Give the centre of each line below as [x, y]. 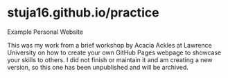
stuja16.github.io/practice [83, 13]
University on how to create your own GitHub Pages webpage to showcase [114, 52]
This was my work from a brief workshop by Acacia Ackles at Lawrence [110, 45]
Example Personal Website [45, 32]
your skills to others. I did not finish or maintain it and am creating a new [110, 59]
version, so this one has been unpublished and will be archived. [98, 67]
